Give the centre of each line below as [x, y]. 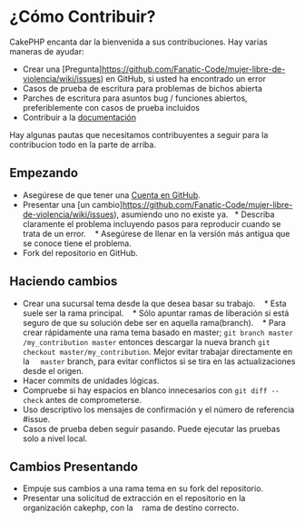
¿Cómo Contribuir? [83, 17]
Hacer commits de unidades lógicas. [91, 380]
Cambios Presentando [74, 466]
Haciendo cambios [64, 282]
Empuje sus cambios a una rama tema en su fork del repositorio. [143, 488]
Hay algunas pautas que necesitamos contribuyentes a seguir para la [139, 134]
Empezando [44, 173]
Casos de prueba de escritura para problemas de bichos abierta [143, 88]
